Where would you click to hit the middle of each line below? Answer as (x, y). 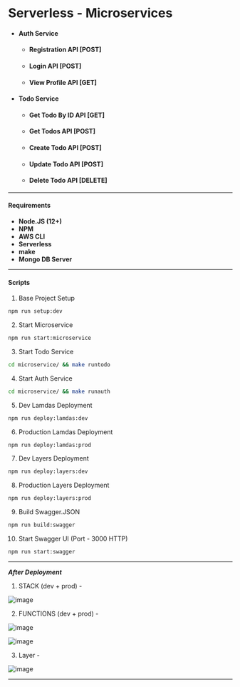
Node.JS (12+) (40, 221)
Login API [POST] (55, 66)
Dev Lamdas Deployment (55, 405)
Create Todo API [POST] (65, 147)
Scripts (19, 282)
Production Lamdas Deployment (66, 432)
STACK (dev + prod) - (50, 586)
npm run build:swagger (42, 525)
